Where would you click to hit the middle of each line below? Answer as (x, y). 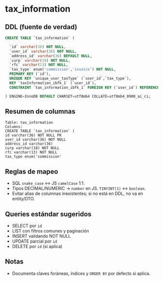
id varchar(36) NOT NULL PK (33, 135)
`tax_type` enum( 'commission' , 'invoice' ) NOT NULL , (63, 70)
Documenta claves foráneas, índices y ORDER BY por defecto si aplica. (81, 273)
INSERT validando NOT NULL (41, 236)
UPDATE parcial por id (34, 241)
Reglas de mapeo (32, 171)
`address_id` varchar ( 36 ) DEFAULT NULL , (51, 56)
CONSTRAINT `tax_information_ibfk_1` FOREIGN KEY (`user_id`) (73, 88)
